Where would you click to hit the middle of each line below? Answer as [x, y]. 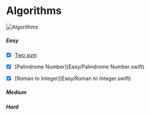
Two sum [25, 55]
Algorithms [34, 11]
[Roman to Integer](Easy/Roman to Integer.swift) [73, 79]
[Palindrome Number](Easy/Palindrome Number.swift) [79, 67]
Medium [16, 92]
